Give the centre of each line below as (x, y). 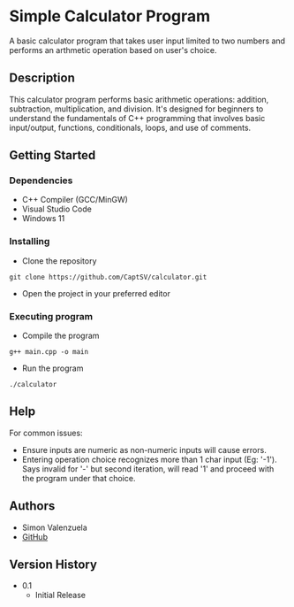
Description (42, 78)
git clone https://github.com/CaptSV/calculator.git (108, 277)
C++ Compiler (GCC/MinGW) (75, 200)
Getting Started (53, 155)
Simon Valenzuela (55, 527)
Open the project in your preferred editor (96, 293)
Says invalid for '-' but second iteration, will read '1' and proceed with (148, 469)
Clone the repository (59, 261)
